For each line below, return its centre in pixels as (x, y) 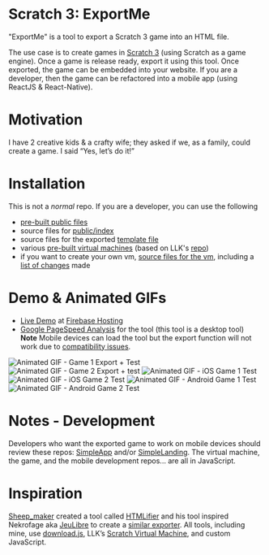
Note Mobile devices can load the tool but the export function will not (136, 337)
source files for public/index (67, 230)
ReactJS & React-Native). (51, 87)
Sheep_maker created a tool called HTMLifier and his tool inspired (119, 516)
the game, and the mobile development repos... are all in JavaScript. (122, 461)
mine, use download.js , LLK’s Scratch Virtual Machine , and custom (120, 533)
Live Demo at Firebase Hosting (71, 320)
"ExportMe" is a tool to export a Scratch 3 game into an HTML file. (119, 37)
